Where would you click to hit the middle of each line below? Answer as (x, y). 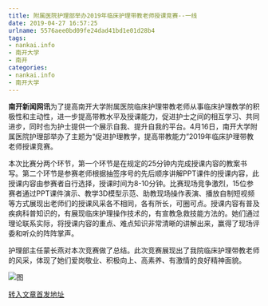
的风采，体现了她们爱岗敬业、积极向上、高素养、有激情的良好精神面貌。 (127, 260)
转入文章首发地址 (36, 294)
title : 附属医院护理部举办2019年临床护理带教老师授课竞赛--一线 (103, 16)
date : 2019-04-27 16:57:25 (53, 23)
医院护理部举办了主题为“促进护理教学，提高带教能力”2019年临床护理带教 (134, 136)
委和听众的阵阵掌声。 (43, 233)
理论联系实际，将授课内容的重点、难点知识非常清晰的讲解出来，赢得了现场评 (134, 223)
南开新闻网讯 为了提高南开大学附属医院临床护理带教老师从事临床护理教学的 (130, 106)
